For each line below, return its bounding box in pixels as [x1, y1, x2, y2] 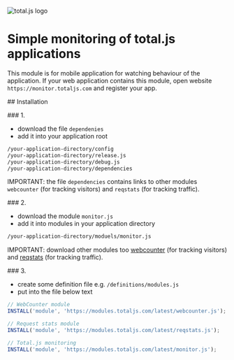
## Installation [7, 97, 48, 106]
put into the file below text [17, 287, 93, 296]
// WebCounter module [7, 301, 71, 308]
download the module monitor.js [17, 212, 114, 220]
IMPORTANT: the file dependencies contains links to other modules [7, 178, 198, 186]
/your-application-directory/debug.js [7, 158, 120, 166]
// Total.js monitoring [7, 339, 77, 346]
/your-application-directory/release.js [7, 152, 127, 159]
